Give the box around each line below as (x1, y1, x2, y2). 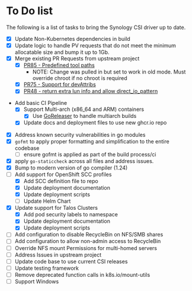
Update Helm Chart (23, 197, 71, 205)
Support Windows (14, 277, 59, 285)
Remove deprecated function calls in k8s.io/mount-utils (14, 271, 151, 278)
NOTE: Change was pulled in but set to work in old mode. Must (32, 68, 186, 75)
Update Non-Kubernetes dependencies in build (14, 35, 130, 42)
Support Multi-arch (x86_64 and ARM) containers (23, 105, 144, 113)
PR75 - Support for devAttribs (23, 81, 96, 88)
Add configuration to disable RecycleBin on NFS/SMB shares (14, 231, 164, 238)
